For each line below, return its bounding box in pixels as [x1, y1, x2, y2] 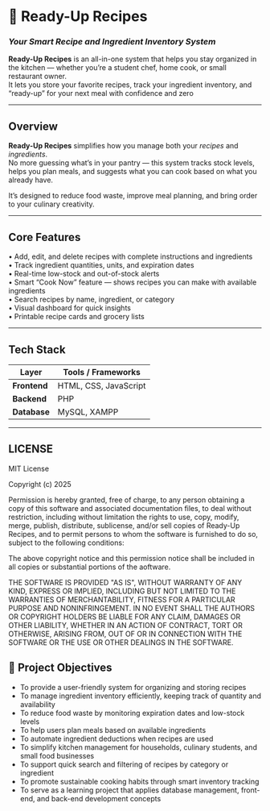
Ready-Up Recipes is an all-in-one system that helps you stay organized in [8, 54, 257, 64]
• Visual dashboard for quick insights [8, 303, 131, 313]
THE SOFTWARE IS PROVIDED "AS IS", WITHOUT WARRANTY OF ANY [8, 577, 243, 587]
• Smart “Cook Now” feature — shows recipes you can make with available [8, 277, 257, 287]
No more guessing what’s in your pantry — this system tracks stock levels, [8, 158, 255, 168]
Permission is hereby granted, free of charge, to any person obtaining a [8, 495, 245, 505]
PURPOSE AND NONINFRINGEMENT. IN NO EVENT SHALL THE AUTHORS [8, 603, 256, 613]
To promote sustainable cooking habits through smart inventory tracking [19, 776, 260, 786]
